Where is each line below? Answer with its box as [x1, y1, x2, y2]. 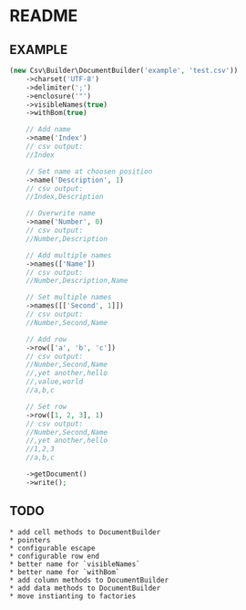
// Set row [26, 402, 67, 411]
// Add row [26, 334, 67, 343]
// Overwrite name [26, 209, 96, 218]
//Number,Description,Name [26, 276, 128, 286]
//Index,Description [26, 193, 104, 202]
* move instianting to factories [9, 591, 137, 601]
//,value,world [26, 377, 84, 386]
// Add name [26, 125, 71, 134]
